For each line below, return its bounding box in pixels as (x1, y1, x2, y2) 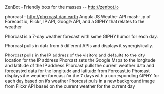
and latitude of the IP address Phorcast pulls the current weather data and (5, 63, 154, 68)
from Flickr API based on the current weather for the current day (5, 83, 135, 89)
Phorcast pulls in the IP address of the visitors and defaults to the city (5, 52, 145, 58)
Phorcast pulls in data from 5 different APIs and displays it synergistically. (5, 43, 153, 48)
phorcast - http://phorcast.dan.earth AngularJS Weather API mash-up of (5, 14, 151, 19)
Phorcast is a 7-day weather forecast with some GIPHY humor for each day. (5, 34, 158, 39)
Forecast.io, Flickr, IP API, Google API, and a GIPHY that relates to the (5, 19, 145, 24)
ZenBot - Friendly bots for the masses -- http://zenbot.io (5, 4, 119, 10)
